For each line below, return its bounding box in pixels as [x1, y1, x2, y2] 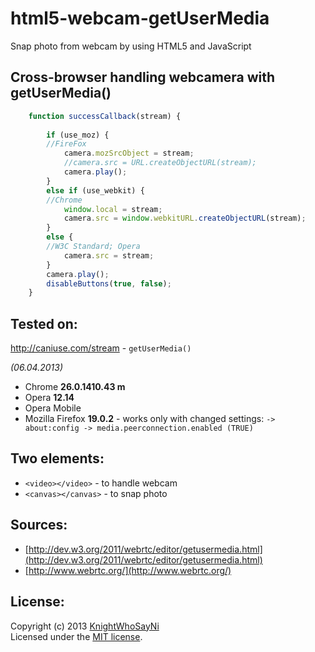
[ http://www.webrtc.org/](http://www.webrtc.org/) [24, 564, 232, 576]
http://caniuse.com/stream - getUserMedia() [10, 342, 192, 354]
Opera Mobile [24, 402, 82, 414]
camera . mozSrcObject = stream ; [63, 148, 195, 159]
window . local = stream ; [63, 204, 163, 214]
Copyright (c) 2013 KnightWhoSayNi [10, 620, 160, 632]
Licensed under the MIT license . [10, 630, 143, 642]
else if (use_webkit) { [46, 185, 145, 196]
